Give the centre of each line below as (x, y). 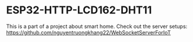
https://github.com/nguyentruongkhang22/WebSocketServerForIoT (88, 32)
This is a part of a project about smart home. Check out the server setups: (97, 26)
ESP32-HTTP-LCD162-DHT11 (79, 10)
